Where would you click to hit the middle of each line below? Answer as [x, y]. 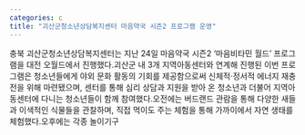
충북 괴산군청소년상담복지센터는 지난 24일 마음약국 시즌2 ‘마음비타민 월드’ [141, 53]
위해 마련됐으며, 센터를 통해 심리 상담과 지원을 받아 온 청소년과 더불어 [148, 87]
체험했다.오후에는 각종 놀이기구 [65, 121]
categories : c [36, 18]
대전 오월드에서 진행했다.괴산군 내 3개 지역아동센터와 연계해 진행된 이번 [152, 64]
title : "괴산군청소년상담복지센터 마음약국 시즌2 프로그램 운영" [113, 26]
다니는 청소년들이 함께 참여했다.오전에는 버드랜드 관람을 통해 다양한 [160, 98]
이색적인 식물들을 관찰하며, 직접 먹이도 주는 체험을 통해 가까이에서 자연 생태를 [156, 110]
